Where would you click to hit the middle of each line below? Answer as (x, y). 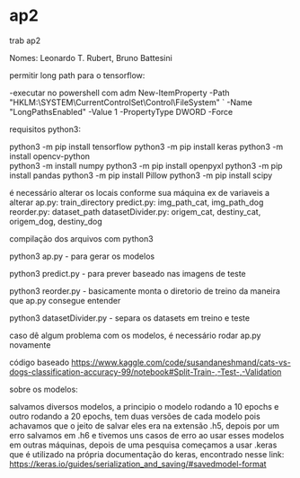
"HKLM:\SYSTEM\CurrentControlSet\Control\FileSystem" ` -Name (131, 102)
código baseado (40, 362)
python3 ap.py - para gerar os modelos (82, 256)
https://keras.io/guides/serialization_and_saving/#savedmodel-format (138, 464)
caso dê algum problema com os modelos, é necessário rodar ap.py (135, 335)
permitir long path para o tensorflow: (77, 75)
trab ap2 (25, 40)
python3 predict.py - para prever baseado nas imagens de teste (128, 273)
